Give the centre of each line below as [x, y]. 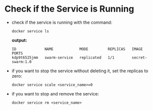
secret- [139, 57]
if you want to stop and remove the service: [55, 94]
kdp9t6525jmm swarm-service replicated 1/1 [63, 57]
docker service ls [30, 31]
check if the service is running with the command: [62, 22]
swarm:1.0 [22, 62]
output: [19, 40]
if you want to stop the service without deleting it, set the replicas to [80, 71]
